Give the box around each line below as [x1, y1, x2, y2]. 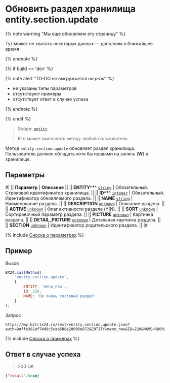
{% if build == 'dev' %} [5, 66, 53, 72]
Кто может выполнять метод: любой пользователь [17, 135, 128, 141]
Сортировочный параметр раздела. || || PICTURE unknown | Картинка [5, 211, 153, 217]
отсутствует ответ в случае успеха [12, 96, 89, 102]
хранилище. [5, 156, 31, 162]
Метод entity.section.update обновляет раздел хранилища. [5, 145, 136, 151]
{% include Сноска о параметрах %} [5, 232, 84, 238]
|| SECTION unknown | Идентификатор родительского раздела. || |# [5, 222, 148, 228]
